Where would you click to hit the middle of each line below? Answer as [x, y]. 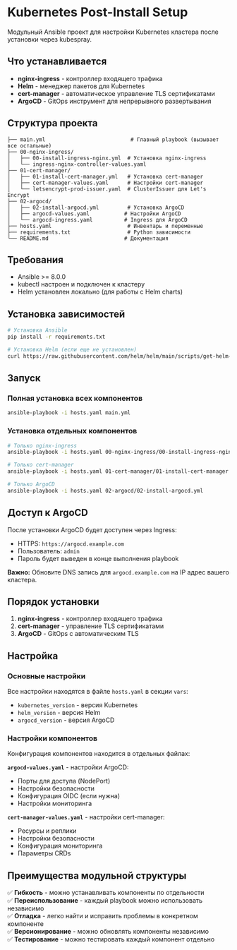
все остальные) [30, 145]
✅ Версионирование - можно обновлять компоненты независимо [108, 932]
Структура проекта [53, 123]
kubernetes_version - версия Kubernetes [78, 705]
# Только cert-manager [41, 465]
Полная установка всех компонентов [75, 398]
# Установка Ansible [38, 330]
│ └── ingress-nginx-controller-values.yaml [77, 164]
